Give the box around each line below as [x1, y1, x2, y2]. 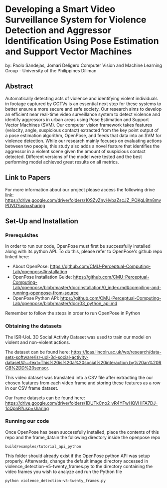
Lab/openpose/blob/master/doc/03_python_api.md [12, 301, 118, 307]
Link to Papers [5, 173, 51, 182]
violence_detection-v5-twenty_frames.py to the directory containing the [5, 463, 153, 469]
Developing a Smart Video [5, 3, 116, 15]
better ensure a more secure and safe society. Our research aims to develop [5, 106, 162, 112]
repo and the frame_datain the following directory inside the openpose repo [5, 434, 161, 440]
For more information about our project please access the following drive [5, 186, 155, 192]
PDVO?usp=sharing [5, 202, 46, 208]
